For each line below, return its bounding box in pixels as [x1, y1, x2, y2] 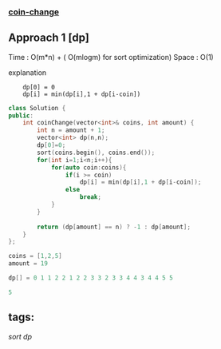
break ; [79, 193, 102, 201]
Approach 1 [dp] [8, 31, 89, 45]
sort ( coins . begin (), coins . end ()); [37, 149, 156, 157]
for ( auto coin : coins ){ [50, 163, 127, 172]
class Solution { [8, 104, 66, 112]
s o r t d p [8, 331, 33, 341]
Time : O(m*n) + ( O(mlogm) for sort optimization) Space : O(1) [8, 52, 214, 61]
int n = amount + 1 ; [37, 126, 105, 134]
